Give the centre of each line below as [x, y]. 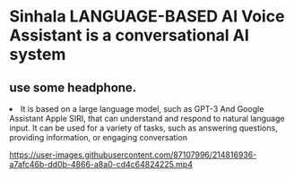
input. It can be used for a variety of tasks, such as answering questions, [143, 128]
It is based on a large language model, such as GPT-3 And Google [143, 109]
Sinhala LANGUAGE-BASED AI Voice [147, 17]
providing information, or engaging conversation [99, 137]
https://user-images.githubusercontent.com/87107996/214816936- [133, 155]
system [38, 55]
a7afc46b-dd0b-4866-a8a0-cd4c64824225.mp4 [101, 164]
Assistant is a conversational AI [129, 35]
